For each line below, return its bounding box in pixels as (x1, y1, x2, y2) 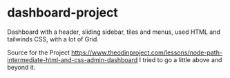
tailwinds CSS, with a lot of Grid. (7, 35, 99, 43)
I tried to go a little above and (139, 55, 222, 64)
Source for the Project (7, 48, 70, 57)
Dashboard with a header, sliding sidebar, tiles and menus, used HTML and (7, 28, 221, 36)
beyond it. (7, 63, 36, 71)
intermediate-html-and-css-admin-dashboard (7, 55, 138, 64)
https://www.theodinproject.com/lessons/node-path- (71, 48, 223, 57)
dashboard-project (7, 5, 119, 21)
